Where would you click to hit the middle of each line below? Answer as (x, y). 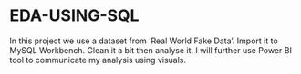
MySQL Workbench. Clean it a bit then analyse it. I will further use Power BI (150, 50)
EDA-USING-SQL (74, 16)
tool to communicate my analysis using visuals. (98, 60)
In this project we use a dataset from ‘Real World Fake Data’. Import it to (144, 41)
